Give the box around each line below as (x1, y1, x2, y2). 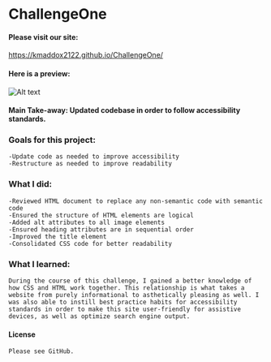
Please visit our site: (8, 32, 79, 41)
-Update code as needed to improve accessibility (8, 153, 180, 161)
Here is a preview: (8, 68, 71, 78)
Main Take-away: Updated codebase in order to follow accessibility (8, 106, 241, 115)
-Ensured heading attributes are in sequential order (8, 225, 195, 234)
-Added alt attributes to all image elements (8, 218, 165, 226)
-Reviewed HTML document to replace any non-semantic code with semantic (8, 196, 264, 205)
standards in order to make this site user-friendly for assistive (8, 305, 242, 313)
